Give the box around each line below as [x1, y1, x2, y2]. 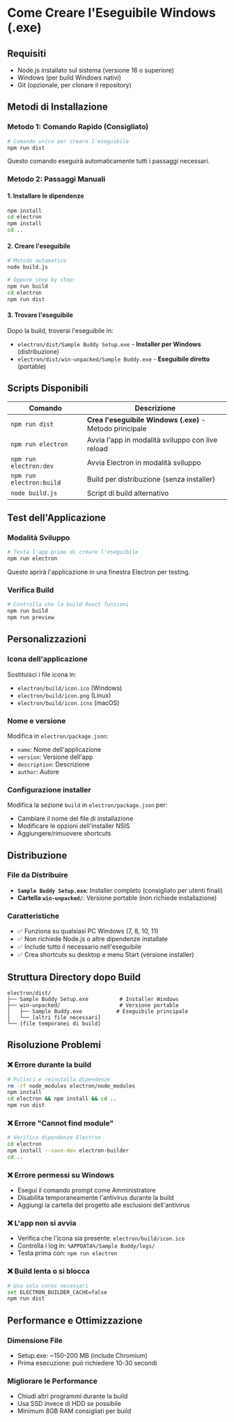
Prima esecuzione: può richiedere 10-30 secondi [17, 1359, 157, 1368]
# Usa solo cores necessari [7, 1282, 89, 1289]
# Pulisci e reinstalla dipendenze [7, 1076, 111, 1083]
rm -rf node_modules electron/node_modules [7, 1082, 136, 1090]
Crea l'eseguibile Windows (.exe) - [86, 415, 206, 424]
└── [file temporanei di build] [7, 1020, 101, 1027]
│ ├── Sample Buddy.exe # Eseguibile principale [7, 1007, 189, 1015]
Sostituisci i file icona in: [7, 670, 77, 679]
